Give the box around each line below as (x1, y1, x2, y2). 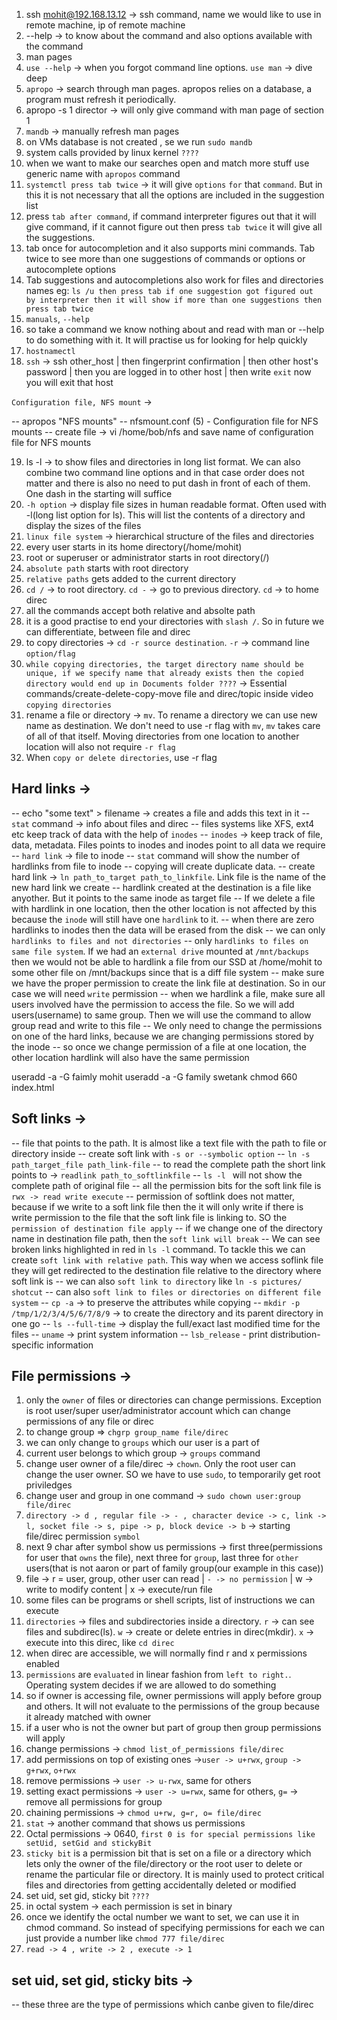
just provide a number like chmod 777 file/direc (25, 1932, 226, 1944)
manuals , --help (25, 313, 90, 324)
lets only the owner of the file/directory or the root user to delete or (25, 1858, 303, 1870)
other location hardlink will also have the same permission (11, 1051, 250, 1063)
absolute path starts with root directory (25, 562, 189, 574)
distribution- (269, 1328, 321, 1340)
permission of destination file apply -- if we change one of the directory (11, 1222, 323, 1234)
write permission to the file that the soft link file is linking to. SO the (11, 1211, 288, 1223)
